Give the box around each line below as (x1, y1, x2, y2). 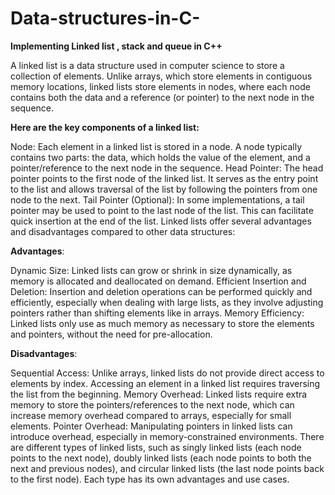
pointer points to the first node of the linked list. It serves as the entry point (10, 172, 319, 184)
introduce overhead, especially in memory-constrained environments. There (10, 430, 325, 442)
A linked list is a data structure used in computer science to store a (10, 59, 285, 71)
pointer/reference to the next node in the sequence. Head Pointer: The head (10, 162, 324, 174)
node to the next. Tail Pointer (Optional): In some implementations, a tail (10, 193, 305, 206)
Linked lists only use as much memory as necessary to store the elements (10, 317, 315, 329)
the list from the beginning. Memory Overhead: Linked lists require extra (10, 388, 308, 400)
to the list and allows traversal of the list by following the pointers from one (10, 183, 318, 195)
